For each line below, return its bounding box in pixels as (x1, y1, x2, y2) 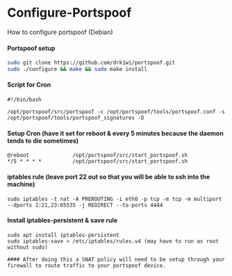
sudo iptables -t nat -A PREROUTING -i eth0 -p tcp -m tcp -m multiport (7, 195, 222, 202)
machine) (7, 179, 35, 188)
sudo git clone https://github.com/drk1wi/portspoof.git (7, 59, 176, 67)
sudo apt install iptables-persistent (7, 232, 119, 238)
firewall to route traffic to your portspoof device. (7, 262, 167, 269)
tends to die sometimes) (7, 136, 78, 145)
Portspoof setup (7, 44, 56, 52)
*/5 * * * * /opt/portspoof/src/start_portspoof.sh (7, 158, 188, 165)
